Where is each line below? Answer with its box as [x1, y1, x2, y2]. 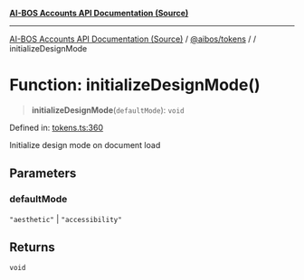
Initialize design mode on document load [9, 139, 161, 150]
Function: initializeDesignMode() [9, 75, 261, 96]
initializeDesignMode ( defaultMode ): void [31, 104, 185, 116]
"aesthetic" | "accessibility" [9, 213, 122, 224]
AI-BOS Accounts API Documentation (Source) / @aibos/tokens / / [9, 33, 257, 44]
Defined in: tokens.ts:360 [9, 122, 104, 133]
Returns [9, 239, 56, 256]
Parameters [9, 166, 77, 182]
